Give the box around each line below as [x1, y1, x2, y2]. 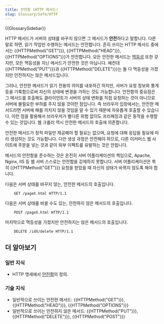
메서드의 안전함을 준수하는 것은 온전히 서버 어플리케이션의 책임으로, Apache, [5, 152, 151, 158]
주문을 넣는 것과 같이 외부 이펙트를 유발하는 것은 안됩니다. [18, 142, 128, 148]
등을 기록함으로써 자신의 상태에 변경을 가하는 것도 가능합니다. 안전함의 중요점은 [5, 89, 156, 95]
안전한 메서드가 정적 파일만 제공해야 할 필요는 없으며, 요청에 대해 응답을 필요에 [5, 129, 154, 135]
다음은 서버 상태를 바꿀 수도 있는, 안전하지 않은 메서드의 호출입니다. [5, 200, 133, 206]
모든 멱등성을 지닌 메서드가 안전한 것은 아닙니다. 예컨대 [15, 60, 120, 66]
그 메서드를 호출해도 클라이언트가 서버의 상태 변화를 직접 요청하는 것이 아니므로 [5, 95, 156, 100]
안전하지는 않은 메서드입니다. [14, 72, 70, 78]
